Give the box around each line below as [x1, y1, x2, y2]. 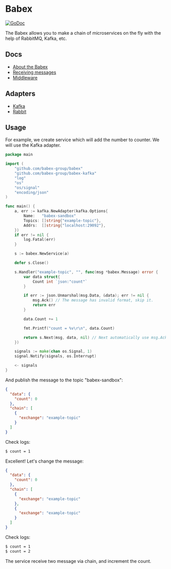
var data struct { [23, 274, 60, 279]
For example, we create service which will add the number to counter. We [5, 136, 159, 143]
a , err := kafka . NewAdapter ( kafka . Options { [14, 209, 108, 214]
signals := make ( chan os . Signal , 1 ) [14, 349, 93, 354]
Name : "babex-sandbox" [23, 213, 76, 218]
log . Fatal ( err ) [23, 237, 56, 242]
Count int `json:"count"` [32, 279, 88, 284]
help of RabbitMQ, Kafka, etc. [5, 35, 67, 41]
